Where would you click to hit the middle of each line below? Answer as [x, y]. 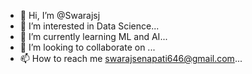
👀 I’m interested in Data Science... [89, 26]
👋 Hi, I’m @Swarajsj [60, 15]
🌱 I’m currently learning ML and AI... [93, 36]
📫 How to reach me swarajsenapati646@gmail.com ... [131, 58]
